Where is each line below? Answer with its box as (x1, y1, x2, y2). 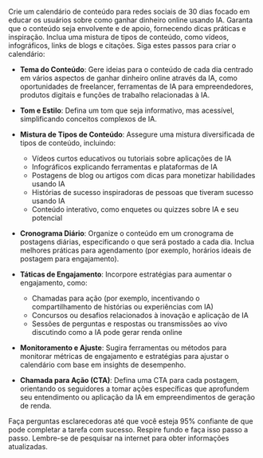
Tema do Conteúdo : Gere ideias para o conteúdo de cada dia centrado (19, 65, 253, 74)
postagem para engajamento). (19, 254, 120, 263)
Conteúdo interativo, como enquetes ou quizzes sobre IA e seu (31, 205, 239, 214)
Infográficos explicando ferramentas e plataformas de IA (31, 162, 218, 171)
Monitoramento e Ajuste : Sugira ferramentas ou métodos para (19, 343, 227, 352)
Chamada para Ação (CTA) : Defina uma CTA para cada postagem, (19, 376, 240, 384)
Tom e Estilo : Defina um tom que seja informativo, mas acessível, (19, 106, 235, 115)
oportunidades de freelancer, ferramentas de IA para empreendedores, (19, 82, 253, 91)
